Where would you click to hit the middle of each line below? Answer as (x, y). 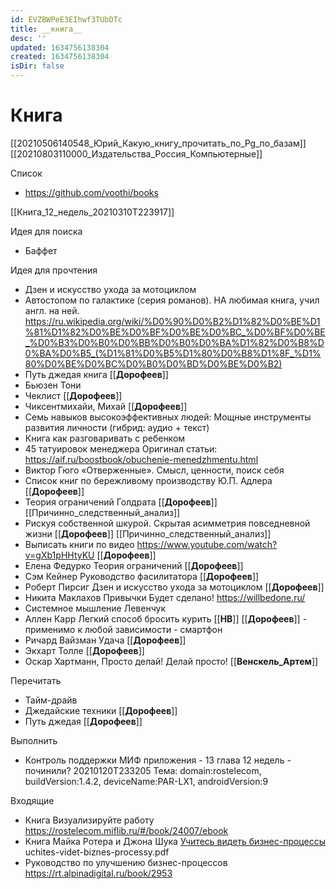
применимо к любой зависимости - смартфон (123, 629)
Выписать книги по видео (79, 544)
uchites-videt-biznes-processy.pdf (97, 852)
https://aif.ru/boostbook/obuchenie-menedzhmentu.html (141, 459)
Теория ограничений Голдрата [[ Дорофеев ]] (121, 502)
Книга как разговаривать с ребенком (105, 438)
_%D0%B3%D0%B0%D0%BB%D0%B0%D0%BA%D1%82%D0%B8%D (174, 342)
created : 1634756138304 (60, 57)
